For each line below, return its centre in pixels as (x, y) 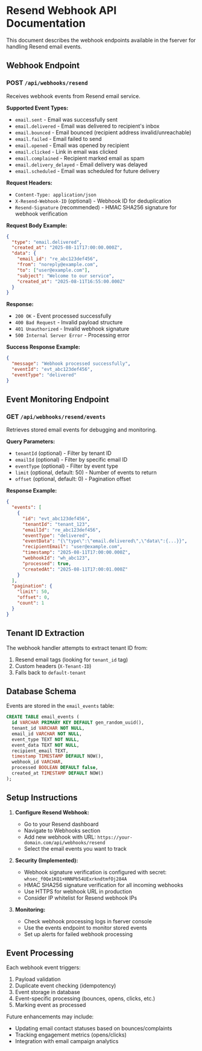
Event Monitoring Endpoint (58, 400)
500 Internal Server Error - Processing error (72, 335)
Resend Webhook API (62, 11)
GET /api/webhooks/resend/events (56, 416)
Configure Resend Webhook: (52, 812)
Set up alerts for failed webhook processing (78, 934)
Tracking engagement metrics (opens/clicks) (71, 1035)
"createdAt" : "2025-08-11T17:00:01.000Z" (75, 569)
